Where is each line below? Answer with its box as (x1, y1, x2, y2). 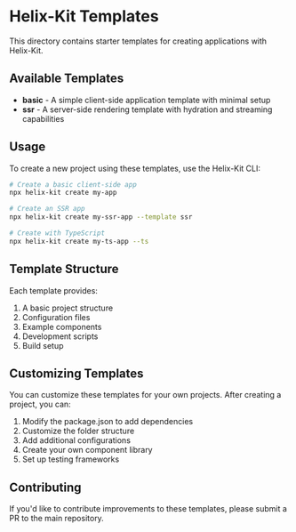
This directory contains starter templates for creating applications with (9, 36, 268, 46)
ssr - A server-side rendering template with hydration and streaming (21, 104, 273, 115)
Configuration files (21, 311, 91, 322)
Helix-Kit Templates (9, 6, 159, 27)
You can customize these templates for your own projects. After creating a (9, 390, 282, 400)
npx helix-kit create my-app (9, 189, 117, 197)
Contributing (9, 480, 82, 495)
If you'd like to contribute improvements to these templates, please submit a (9, 504, 287, 514)
